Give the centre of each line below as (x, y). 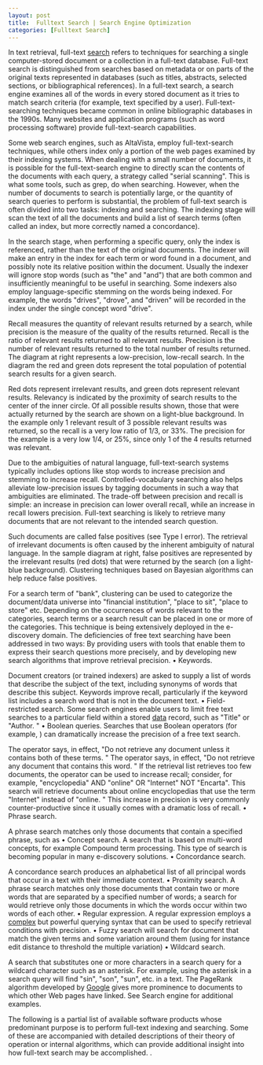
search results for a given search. (62, 374)
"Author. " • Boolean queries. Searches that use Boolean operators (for (123, 726)
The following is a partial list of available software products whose (115, 1019)
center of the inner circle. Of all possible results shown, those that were (124, 406)
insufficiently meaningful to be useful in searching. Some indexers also (122, 283)
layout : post (29, 15)
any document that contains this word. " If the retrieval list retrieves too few (130, 766)
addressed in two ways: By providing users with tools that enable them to (127, 644)
